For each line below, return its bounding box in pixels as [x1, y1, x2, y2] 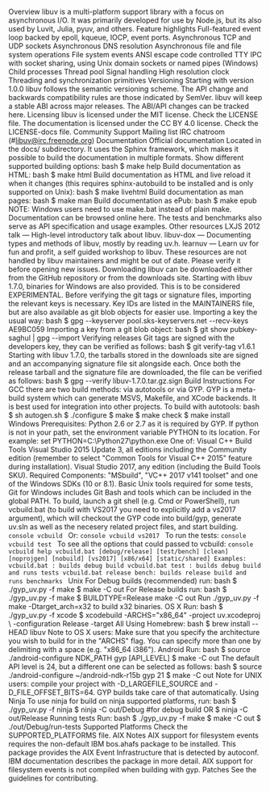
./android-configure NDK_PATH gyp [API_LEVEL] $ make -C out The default [8, 654, 260, 663]
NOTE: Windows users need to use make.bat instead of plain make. [8, 204, 232, 213]
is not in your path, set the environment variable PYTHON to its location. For [8, 427, 260, 437]
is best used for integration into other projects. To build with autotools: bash [8, 402, 260, 411]
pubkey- [229, 325, 258, 334]
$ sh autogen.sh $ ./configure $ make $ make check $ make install [8, 410, 231, 419]
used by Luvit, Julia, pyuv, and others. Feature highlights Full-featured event [8, 24, 261, 33]
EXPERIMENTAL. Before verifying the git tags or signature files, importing [8, 290, 251, 300]
